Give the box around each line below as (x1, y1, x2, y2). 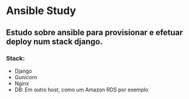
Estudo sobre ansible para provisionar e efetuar (6, 28, 183, 37)
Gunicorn (14, 73, 37, 80)
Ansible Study (6, 4, 76, 18)
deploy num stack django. (6, 36, 103, 46)
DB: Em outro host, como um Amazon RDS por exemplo (14, 86, 149, 93)
